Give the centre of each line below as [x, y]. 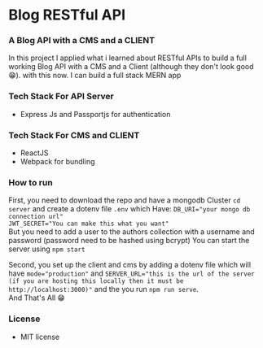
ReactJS [34, 153]
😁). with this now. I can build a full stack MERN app [95, 76]
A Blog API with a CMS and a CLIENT [82, 41]
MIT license [39, 337]
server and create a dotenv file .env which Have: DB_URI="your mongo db [129, 209]
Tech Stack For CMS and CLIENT [74, 135]
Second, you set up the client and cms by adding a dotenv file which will [129, 265]
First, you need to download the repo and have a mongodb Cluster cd [125, 200]
